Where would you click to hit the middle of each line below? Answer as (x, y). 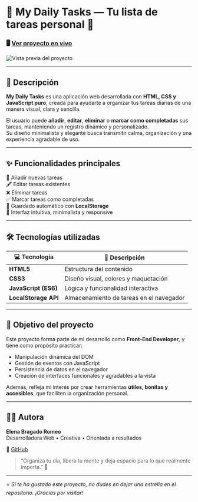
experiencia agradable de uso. (43, 139)
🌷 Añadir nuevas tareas (34, 178)
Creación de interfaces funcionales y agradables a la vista (85, 375)
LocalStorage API (34, 298)
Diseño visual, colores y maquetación (116, 278)
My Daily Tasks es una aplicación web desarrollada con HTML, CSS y (91, 97)
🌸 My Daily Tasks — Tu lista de (82, 12)
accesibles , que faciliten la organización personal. (67, 393)
